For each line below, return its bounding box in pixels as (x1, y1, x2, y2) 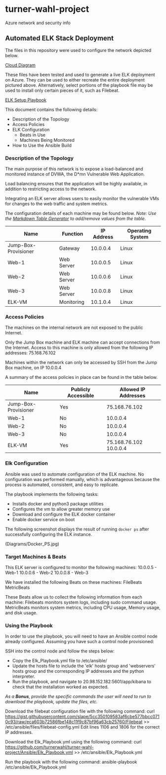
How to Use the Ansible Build (12, 142, 72, 148)
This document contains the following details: (5, 106, 98, 112)
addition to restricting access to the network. (5, 186, 96, 192)
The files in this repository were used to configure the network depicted (5, 47, 152, 53)
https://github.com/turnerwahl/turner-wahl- (5, 744, 94, 750)
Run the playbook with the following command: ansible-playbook (5, 759, 137, 765)
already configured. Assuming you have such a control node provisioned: (5, 639, 154, 645)
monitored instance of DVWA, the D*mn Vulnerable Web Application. (5, 171, 145, 177)
